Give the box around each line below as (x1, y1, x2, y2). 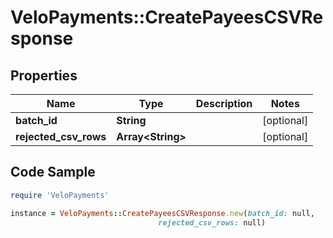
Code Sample (10, 164, 96, 181)
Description (195, 97, 253, 110)
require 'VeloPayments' (10, 190, 110, 200)
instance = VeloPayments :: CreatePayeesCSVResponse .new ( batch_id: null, (10, 208, 315, 218)
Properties (10, 67, 78, 84)
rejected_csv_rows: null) (158, 217, 267, 228)
